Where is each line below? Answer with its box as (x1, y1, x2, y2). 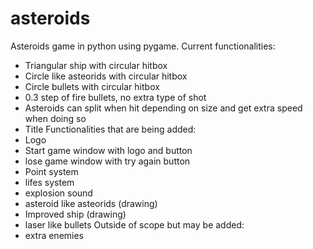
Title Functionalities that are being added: (24, 123, 197, 135)
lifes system (24, 176, 75, 188)
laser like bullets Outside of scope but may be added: (24, 218, 245, 231)
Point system (24, 165, 79, 177)
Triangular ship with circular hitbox (24, 59, 168, 71)
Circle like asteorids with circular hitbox (24, 70, 188, 82)
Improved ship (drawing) (24, 208, 127, 220)
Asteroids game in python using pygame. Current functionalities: (10, 40, 276, 52)
